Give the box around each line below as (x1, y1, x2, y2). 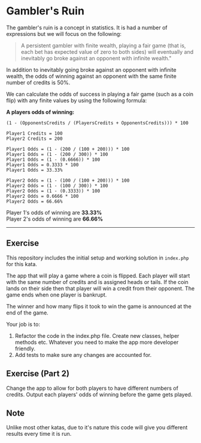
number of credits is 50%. (6, 79, 71, 86)
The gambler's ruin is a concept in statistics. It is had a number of (6, 24, 167, 31)
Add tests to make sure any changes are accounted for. (14, 351, 152, 358)
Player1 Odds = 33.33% (6, 167, 63, 173)
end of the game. (6, 309, 49, 316)
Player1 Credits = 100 (6, 130, 63, 136)
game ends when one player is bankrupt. (6, 291, 107, 298)
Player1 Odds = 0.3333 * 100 (6, 161, 79, 168)
